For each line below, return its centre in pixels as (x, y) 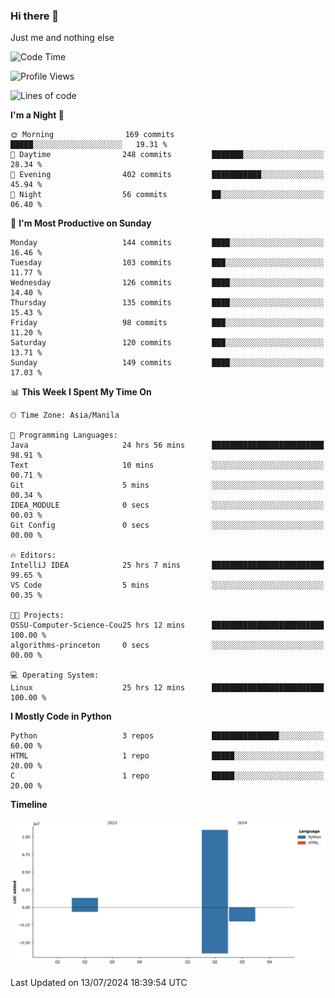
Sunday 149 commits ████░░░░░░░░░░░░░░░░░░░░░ (167, 363)
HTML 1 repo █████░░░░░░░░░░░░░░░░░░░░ (167, 756)
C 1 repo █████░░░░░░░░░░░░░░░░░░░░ (167, 776)
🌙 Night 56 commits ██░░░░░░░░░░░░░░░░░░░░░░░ (167, 195)
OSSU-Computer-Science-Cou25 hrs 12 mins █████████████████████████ (167, 625)
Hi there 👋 (35, 16)
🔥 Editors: (33, 555)
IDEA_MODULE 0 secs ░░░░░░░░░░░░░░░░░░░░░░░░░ (167, 505)
